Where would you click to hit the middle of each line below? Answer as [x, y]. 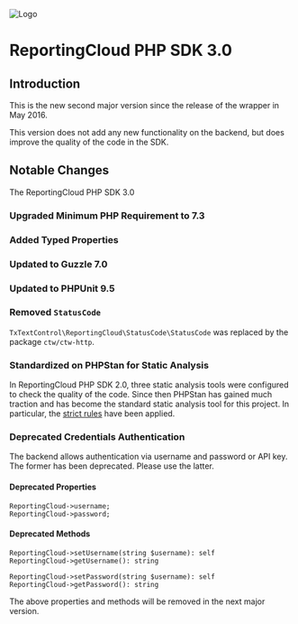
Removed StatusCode [55, 312]
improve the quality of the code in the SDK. [89, 142]
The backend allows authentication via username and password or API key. [149, 457]
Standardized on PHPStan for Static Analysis [109, 365]
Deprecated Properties [53, 487]
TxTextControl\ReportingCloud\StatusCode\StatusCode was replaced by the [149, 332]
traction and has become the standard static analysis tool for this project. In [149, 404]
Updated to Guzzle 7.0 [59, 264]
